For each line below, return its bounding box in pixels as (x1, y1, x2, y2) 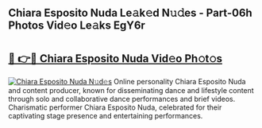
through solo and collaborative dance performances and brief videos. (8, 95, 236, 103)
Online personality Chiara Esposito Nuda (114, 77, 246, 86)
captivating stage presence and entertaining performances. (8, 111, 203, 120)
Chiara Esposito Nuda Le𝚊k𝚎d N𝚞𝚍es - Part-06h (8, 6, 252, 20)
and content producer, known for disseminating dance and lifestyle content (8, 86, 254, 95)
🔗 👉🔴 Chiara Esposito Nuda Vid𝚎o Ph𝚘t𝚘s (8, 52, 222, 65)
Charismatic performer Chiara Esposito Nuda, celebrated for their (8, 103, 222, 112)
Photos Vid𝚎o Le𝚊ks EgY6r (8, 19, 145, 33)
